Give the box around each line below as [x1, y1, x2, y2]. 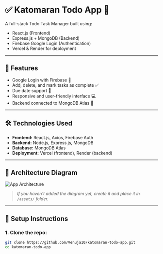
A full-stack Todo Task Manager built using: [5, 20, 92, 26]
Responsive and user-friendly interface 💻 [12, 93, 96, 99]
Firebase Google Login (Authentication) [12, 40, 91, 46]
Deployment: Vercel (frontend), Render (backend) [12, 150, 113, 156]
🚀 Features [5, 64, 38, 72]
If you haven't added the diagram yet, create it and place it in [16, 191, 140, 197]
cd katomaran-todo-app [5, 244, 51, 249]
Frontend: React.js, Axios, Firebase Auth [12, 134, 94, 140]
